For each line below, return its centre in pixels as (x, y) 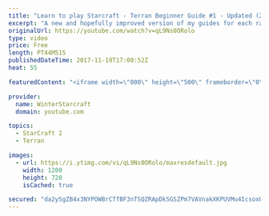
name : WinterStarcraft (53, 104)
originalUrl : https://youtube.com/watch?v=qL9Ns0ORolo (102, 30)
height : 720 (42, 178)
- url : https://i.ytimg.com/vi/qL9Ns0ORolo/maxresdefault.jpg (121, 162)
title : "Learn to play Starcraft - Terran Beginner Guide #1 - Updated (130, 16)
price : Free (28, 46)
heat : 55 (23, 68)
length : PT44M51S (37, 53)
